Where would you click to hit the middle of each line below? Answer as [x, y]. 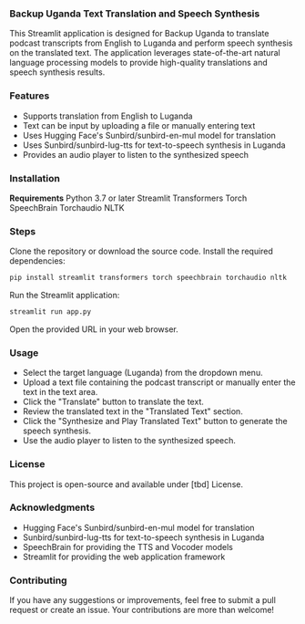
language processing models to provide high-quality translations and [139, 63]
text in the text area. [60, 392]
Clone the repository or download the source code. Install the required [141, 251]
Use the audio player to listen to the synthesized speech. [129, 441]
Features [30, 96]
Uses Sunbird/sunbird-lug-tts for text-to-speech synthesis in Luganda [154, 145]
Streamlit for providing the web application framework [124, 556]
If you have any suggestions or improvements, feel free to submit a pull [142, 600]
